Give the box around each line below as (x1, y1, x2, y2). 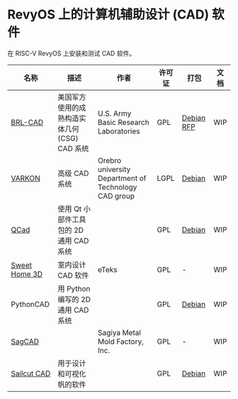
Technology (98, 182, 137, 192)
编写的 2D (57, 294, 91, 304)
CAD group (98, 191, 135, 201)
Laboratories (98, 126, 140, 136)
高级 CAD (57, 168, 89, 178)
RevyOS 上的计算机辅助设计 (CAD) (7, 6, 210, 23)
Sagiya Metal (98, 327, 142, 337)
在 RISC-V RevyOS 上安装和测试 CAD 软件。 (7, 49, 136, 58)
